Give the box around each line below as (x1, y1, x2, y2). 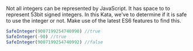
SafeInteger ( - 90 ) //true (6, 34, 67, 39)
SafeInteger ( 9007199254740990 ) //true (6, 28, 101, 34)
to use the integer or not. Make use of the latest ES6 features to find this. (6, 17, 181, 24)
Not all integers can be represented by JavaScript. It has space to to (6, 5, 171, 12)
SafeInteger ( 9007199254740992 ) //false (6, 39, 104, 45)
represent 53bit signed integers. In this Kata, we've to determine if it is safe (6, 11, 187, 18)
